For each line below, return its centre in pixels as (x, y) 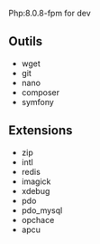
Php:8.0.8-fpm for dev (50, 13)
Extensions (41, 131)
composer (41, 92)
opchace (38, 220)
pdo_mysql (42, 210)
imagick (36, 181)
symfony (38, 102)
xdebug (36, 190)
